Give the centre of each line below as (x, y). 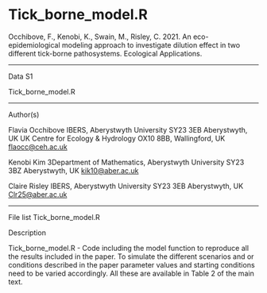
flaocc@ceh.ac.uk (38, 146)
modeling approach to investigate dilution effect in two (151, 44)
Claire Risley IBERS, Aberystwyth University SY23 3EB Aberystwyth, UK (126, 186)
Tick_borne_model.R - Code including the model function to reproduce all (128, 248)
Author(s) (24, 114)
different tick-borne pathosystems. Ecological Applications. (105, 53)
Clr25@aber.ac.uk (38, 194)
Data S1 (21, 76)
